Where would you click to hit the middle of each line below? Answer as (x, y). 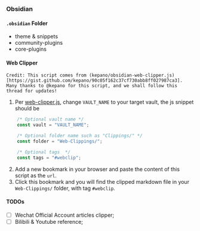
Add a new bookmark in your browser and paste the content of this (97, 169)
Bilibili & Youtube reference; (49, 221)
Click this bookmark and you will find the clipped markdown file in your (102, 181)
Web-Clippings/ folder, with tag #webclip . (65, 188)
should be (27, 109)
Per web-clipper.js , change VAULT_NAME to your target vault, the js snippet (104, 102)
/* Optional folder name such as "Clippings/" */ (80, 136)
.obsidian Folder (27, 23)
